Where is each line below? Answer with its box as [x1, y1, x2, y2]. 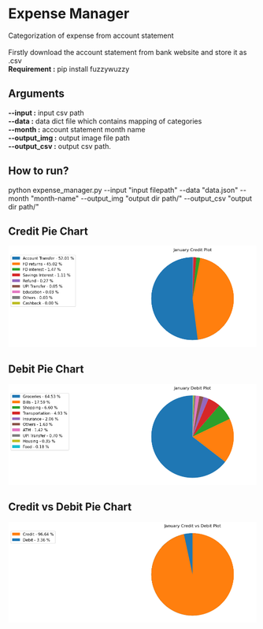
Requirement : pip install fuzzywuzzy [8, 64, 130, 73]
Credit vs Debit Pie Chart [8, 501, 132, 514]
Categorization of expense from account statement [8, 31, 175, 40]
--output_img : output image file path [8, 133, 130, 142]
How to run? [8, 165, 69, 178]
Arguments [8, 87, 65, 101]
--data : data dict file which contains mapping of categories [8, 116, 202, 126]
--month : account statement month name [8, 124, 146, 134]
